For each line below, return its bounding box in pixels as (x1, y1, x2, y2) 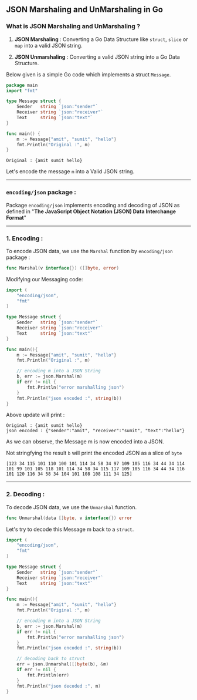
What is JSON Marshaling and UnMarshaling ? (6, 22, 141, 31)
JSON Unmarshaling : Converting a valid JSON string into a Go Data (14, 53, 180, 60)
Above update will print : (6, 411, 65, 419)
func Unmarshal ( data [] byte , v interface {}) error (6, 515, 133, 521)
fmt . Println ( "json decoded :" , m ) (16, 683, 101, 689)
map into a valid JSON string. (14, 42, 83, 49)
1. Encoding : (6, 234, 43, 243)
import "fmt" (6, 87, 38, 93)
